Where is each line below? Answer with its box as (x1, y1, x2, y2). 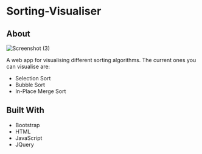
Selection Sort (15, 75, 51, 82)
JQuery (15, 141, 35, 148)
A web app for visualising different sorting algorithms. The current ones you (6, 57, 197, 63)
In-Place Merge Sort (15, 88, 66, 95)
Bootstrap (15, 121, 40, 128)
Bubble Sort (15, 81, 46, 88)
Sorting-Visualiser (6, 4, 102, 18)
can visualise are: (6, 63, 50, 70)
